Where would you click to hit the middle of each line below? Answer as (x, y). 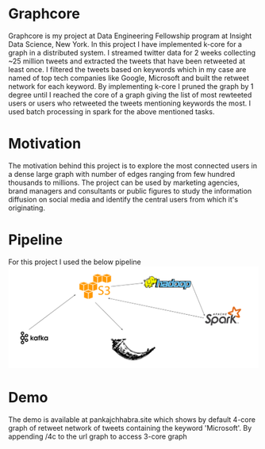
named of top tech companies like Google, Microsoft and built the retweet (129, 78)
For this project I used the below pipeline (75, 262)
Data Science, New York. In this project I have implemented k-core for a (125, 44)
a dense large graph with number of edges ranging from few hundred (122, 174)
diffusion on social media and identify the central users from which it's (123, 199)
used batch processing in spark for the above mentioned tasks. (111, 111)
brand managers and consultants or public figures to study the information (130, 190)
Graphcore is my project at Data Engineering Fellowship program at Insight (130, 36)
